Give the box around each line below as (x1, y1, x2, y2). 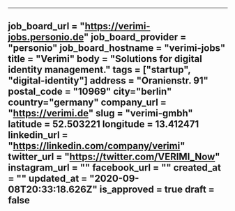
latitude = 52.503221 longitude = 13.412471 (8, 118, 199, 130)
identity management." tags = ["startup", (8, 64, 191, 76)
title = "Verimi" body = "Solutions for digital (8, 53, 203, 65)
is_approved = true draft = (99, 184, 215, 196)
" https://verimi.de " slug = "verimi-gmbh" (8, 107, 194, 119)
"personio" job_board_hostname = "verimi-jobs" (8, 42, 226, 54)
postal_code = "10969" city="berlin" (8, 86, 172, 97)
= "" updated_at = (8, 173, 88, 185)
